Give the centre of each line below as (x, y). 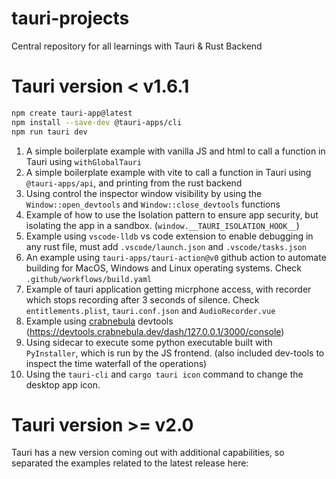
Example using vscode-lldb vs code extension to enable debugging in (169, 236)
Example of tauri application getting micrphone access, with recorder (168, 289)
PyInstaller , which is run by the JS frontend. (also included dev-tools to (175, 353)
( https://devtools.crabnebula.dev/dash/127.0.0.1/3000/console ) (155, 331)
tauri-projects (70, 18)
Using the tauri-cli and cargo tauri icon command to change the (164, 374)
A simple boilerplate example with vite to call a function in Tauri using (168, 172)
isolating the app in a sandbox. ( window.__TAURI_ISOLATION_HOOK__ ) (162, 225)
